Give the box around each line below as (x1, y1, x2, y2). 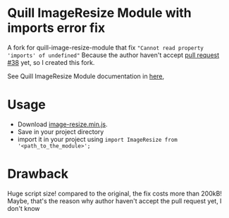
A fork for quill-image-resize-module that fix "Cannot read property (7, 43, 204, 52)
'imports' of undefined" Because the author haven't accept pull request (7, 51, 220, 59)
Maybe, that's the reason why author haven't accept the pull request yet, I (7, 196, 222, 205)
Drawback (7, 166, 69, 182)
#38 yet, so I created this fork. (7, 58, 95, 66)
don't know (7, 204, 40, 212)
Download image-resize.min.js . (17, 120, 108, 128)
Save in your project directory (17, 127, 104, 135)
